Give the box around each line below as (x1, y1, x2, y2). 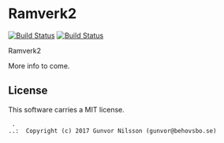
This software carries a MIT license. (8, 104, 125, 114)
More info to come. (8, 60, 70, 71)
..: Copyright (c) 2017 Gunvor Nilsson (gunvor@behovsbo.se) (8, 126, 217, 134)
